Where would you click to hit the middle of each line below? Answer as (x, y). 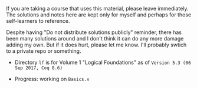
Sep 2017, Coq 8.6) (39, 68)
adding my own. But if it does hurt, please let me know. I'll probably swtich (96, 45)
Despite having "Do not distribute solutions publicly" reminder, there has (94, 32)
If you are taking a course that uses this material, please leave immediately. (97, 9)
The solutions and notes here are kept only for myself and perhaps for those (99, 15)
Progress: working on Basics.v (52, 79)
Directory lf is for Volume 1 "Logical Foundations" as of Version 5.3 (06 (103, 62)
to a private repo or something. (44, 51)
